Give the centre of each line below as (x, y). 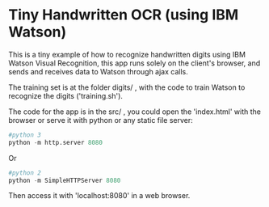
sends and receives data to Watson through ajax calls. (98, 71)
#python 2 (25, 173)
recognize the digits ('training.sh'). (66, 95)
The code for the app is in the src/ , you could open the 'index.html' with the (134, 112)
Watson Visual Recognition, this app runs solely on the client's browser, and (134, 63)
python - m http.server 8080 (56, 142)
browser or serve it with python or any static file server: (101, 120)
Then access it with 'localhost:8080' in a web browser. (99, 196)
